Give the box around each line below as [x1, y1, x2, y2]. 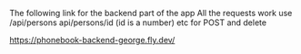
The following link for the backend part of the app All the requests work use [9, 8, 293, 18]
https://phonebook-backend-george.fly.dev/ [9, 35, 176, 45]
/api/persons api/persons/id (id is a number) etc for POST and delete [9, 17, 266, 28]
